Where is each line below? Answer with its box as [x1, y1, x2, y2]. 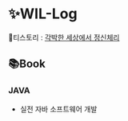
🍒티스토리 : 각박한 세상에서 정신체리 [8, 33, 120, 42]
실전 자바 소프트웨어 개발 [19, 104, 98, 114]
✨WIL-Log [8, 5, 78, 23]
